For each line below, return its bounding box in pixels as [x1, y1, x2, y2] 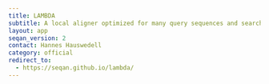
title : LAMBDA [8, 11, 56, 20]
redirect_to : [8, 57, 52, 65]
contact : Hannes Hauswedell [8, 42, 102, 50]
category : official [8, 49, 74, 57]
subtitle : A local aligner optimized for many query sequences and [8, 19, 239, 27]
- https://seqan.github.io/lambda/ [15, 64, 134, 72]
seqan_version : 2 [8, 34, 66, 42]
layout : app [8, 26, 48, 34]
